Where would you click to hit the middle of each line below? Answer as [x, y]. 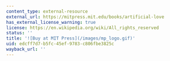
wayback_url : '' [26, 49]
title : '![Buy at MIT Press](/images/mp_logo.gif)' [71, 38]
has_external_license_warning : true [51, 22]
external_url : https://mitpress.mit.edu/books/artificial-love [85, 17]
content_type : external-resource [47, 11]
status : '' [19, 33]
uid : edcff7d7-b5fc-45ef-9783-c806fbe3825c [60, 44]
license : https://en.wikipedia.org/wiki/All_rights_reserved [83, 28]
